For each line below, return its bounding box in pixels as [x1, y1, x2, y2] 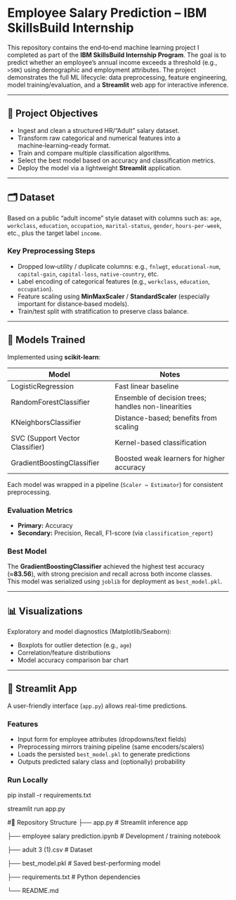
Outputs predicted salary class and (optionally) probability [17, 758, 186, 766]
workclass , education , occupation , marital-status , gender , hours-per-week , [7, 221, 222, 229]
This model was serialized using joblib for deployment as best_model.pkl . [7, 577, 223, 585]
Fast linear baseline [114, 381, 179, 391]
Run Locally [7, 775, 48, 785]
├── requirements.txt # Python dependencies [7, 873, 140, 881]
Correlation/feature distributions [17, 649, 111, 657]
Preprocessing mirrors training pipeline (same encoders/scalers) [17, 742, 205, 751]
